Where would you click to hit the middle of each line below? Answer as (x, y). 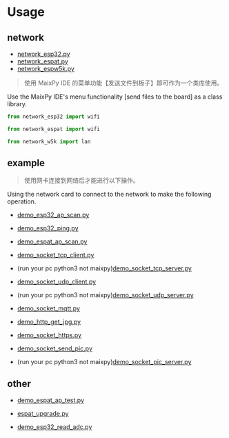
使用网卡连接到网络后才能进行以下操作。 (81, 181)
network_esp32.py (43, 54)
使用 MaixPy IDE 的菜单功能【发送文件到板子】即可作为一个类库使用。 (123, 83)
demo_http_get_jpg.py (49, 322)
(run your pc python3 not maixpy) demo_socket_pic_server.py (104, 362)
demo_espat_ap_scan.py (52, 241)
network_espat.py (43, 61)
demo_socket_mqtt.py (49, 308)
